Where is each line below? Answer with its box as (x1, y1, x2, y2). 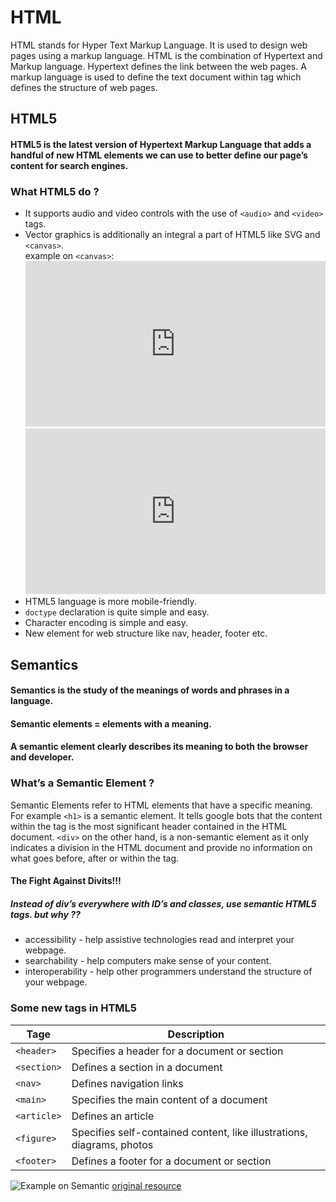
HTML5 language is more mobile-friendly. (24, 596, 197, 608)
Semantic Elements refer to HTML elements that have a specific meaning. (10, 799, 313, 811)
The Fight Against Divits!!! (10, 875, 122, 887)
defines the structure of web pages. (10, 81, 158, 93)
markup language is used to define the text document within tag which (10, 71, 302, 83)
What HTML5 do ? (10, 184, 100, 198)
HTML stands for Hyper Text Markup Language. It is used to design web (10, 39, 308, 51)
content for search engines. (10, 159, 129, 171)
